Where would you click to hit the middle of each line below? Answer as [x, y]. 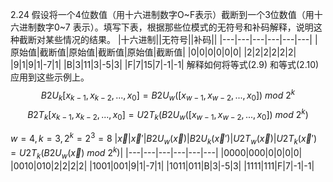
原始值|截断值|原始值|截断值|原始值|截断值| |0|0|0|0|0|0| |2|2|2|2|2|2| [153, 52]
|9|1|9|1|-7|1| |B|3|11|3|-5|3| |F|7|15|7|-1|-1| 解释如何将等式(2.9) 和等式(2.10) [165, 64]
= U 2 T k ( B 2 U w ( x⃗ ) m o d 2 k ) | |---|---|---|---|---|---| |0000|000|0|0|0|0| [156, 153]
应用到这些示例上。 [50, 77]
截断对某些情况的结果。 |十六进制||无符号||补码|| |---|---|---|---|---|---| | [168, 39]
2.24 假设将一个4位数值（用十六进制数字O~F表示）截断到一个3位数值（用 [162, 14]
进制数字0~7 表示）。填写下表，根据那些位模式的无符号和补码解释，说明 [166, 27]
